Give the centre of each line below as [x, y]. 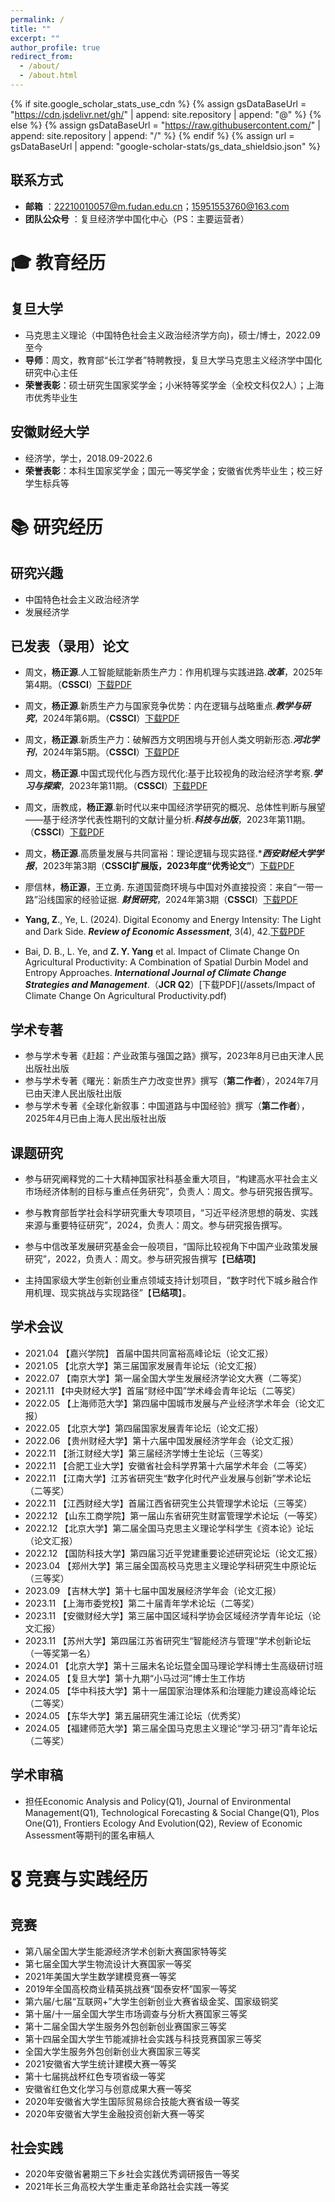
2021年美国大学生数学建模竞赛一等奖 [100, 1976]
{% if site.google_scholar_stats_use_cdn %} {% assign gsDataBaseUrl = [158, 103]
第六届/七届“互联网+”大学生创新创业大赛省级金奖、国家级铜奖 [151, 2001]
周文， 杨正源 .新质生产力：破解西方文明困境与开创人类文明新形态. [158, 740]
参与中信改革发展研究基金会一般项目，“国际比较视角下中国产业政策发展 [171, 1246]
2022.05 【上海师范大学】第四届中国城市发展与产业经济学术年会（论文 [170, 1403]
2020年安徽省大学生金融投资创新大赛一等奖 [114, 2113]
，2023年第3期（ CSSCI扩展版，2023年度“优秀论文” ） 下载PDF [164, 866]
